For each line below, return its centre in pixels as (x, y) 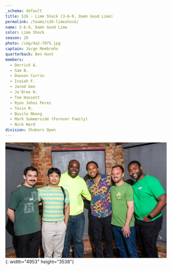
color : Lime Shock (25, 33)
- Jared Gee (23, 87)
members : (15, 60)
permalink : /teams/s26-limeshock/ (42, 22)
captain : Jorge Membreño (32, 49)
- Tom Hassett (25, 98)
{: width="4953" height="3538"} (40, 261)
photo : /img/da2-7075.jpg (33, 44)
